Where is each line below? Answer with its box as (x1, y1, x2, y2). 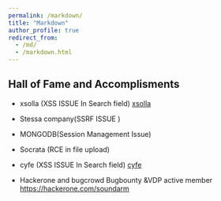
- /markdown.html (15, 48, 73, 56)
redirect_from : (8, 33, 58, 42)
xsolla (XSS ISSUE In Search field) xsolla (19, 98, 152, 108)
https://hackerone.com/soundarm (19, 184, 130, 193)
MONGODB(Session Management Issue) (19, 129, 152, 138)
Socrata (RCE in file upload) (19, 144, 110, 154)
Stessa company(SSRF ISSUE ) (19, 114, 121, 123)
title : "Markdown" (8, 19, 69, 27)
